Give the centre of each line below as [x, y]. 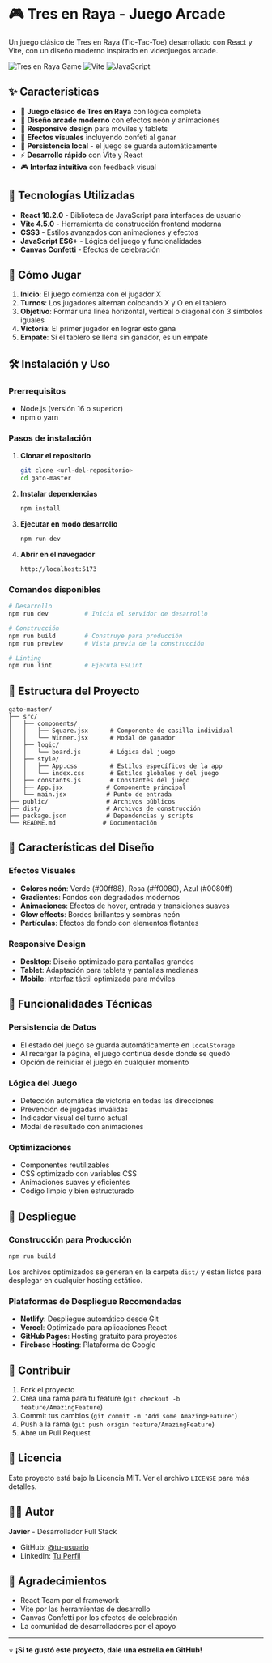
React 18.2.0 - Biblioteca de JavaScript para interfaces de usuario [130, 215]
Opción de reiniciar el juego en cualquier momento [104, 1062]
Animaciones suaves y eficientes [75, 1183]
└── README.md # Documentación [83, 823]
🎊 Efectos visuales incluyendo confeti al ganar [98, 137]
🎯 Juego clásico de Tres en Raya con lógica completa [110, 111]
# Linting [25, 658]
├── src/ [23, 717]
